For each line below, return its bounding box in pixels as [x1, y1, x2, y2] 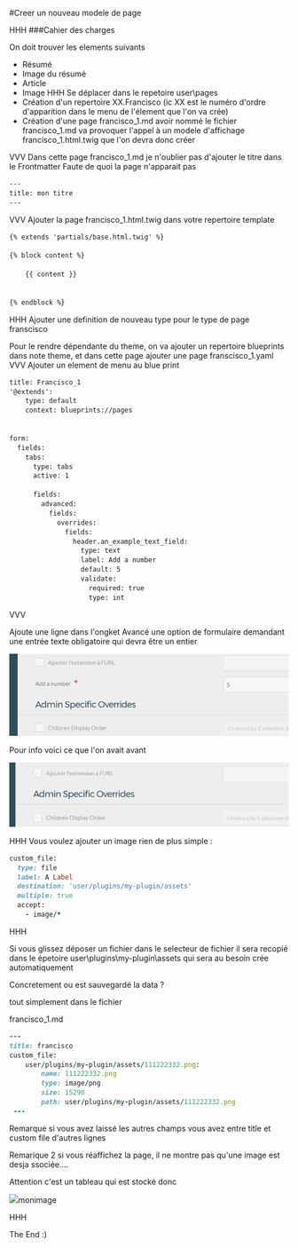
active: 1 [32, 471, 69, 480]
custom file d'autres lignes [9, 1132, 106, 1143]
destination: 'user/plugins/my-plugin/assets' [17, 882, 192, 891]
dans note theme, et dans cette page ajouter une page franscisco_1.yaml [9, 350, 274, 360]
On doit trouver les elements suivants [9, 42, 145, 52]
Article [21, 78, 47, 88]
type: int [88, 593, 125, 602]
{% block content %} [9, 251, 86, 260]
